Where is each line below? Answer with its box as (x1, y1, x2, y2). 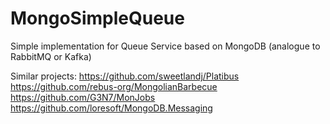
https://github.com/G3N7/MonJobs (10, 91, 156, 103)
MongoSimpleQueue (10, 7, 185, 30)
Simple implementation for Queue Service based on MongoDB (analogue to (10, 40, 321, 52)
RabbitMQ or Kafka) (10, 50, 92, 62)
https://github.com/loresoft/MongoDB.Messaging (10, 102, 213, 114)
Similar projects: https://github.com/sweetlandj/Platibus (10, 70, 240, 82)
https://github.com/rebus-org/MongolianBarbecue (10, 80, 218, 92)
